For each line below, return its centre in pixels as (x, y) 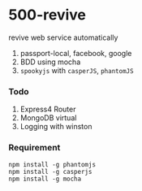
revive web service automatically (63, 37)
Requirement (34, 148)
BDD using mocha (50, 62)
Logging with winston (56, 127)
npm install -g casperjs (50, 171)
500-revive (47, 15)
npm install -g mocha (45, 179)
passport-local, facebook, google (76, 53)
